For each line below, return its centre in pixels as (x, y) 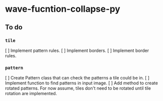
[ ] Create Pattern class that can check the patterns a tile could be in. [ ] (77, 78)
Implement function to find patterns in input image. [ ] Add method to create (81, 83)
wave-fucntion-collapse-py (63, 9)
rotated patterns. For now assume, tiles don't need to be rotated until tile (78, 88)
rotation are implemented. (31, 94)
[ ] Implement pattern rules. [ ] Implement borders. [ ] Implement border (77, 50)
